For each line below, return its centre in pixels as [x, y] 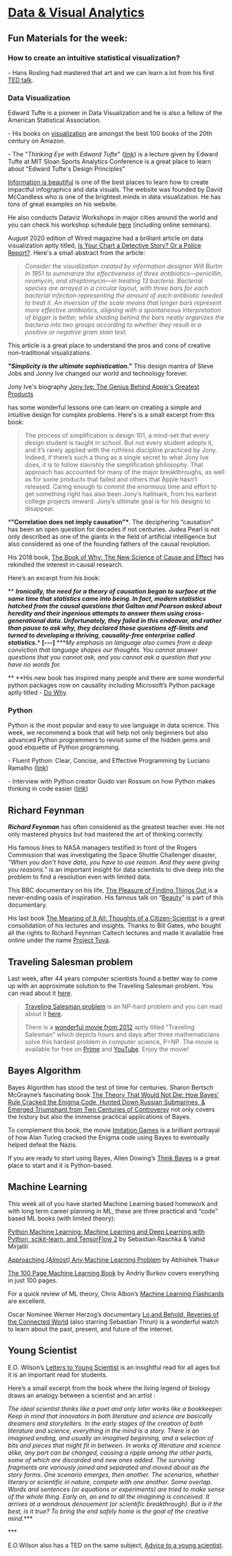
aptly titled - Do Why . [38, 693]
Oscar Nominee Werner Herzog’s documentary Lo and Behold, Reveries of [113, 1314]
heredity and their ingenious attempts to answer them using [96, 613]
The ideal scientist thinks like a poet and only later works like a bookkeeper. [115, 1409]
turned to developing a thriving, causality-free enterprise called [102, 635]
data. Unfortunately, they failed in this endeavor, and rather [134, 621]
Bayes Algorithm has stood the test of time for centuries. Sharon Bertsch [111, 1087]
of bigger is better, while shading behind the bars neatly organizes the [124, 318]
